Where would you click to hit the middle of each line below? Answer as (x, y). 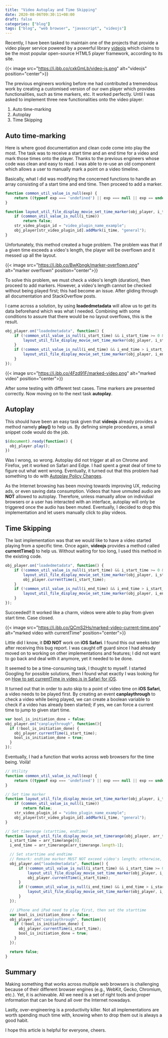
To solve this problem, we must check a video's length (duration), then (78, 280)
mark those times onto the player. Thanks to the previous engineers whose (82, 158)
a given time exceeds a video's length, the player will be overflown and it (80, 250)
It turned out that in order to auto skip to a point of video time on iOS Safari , (83, 688)
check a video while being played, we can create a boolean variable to (78, 699)
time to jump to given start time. (38, 710)
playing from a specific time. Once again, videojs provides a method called (82, 546)
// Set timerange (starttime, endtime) (47, 831)
